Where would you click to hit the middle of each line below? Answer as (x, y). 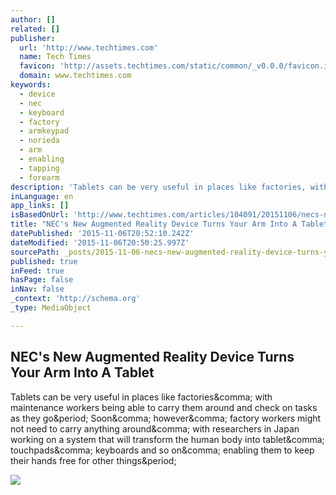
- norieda (39, 141)
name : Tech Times (55, 57)
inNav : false (37, 289)
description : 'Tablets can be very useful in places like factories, (158, 187)
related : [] (35, 29)
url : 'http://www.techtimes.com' (89, 47)
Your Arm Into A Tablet (82, 372)
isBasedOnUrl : (40, 215)
